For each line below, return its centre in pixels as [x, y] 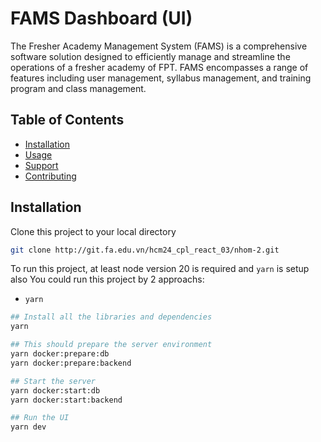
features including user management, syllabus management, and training [161, 78]
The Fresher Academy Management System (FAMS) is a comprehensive [159, 46]
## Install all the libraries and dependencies [111, 317]
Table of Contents [67, 120]
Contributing [50, 176]
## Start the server [53, 381]
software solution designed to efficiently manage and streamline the [150, 56]
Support [41, 165]
